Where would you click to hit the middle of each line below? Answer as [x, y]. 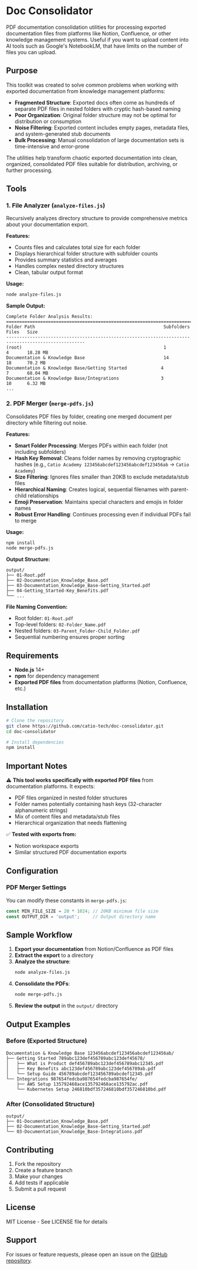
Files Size [22, 332]
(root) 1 [86, 348]
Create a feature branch [43, 1170]
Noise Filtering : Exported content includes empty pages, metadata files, [102, 127]
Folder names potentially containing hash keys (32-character [88, 804]
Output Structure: [28, 559]
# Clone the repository [35, 720]
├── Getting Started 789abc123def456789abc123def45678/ [76, 1058]
